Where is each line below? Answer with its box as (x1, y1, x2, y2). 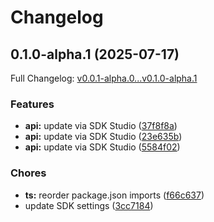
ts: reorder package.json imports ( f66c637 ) (24, 189, 205, 201)
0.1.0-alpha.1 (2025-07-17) (10, 46, 180, 63)
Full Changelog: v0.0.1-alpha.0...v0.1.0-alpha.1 (10, 72, 198, 84)
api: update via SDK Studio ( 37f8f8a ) (24, 120, 178, 132)
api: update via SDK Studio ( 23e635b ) (24, 131, 183, 143)
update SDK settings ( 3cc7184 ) (24, 199, 154, 211)
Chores (10, 166, 47, 180)
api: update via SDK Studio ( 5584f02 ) (24, 141, 181, 153)
